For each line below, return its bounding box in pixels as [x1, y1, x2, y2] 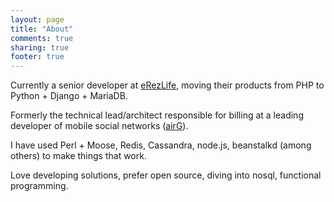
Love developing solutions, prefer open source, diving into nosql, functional [10, 169, 322, 181]
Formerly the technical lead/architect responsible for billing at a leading [10, 109, 304, 121]
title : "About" [10, 24, 74, 34]
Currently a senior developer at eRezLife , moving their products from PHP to [10, 79, 325, 91]
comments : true [10, 33, 74, 43]
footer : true [10, 52, 65, 62]
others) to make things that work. [10, 150, 147, 162]
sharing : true [10, 42, 70, 53]
